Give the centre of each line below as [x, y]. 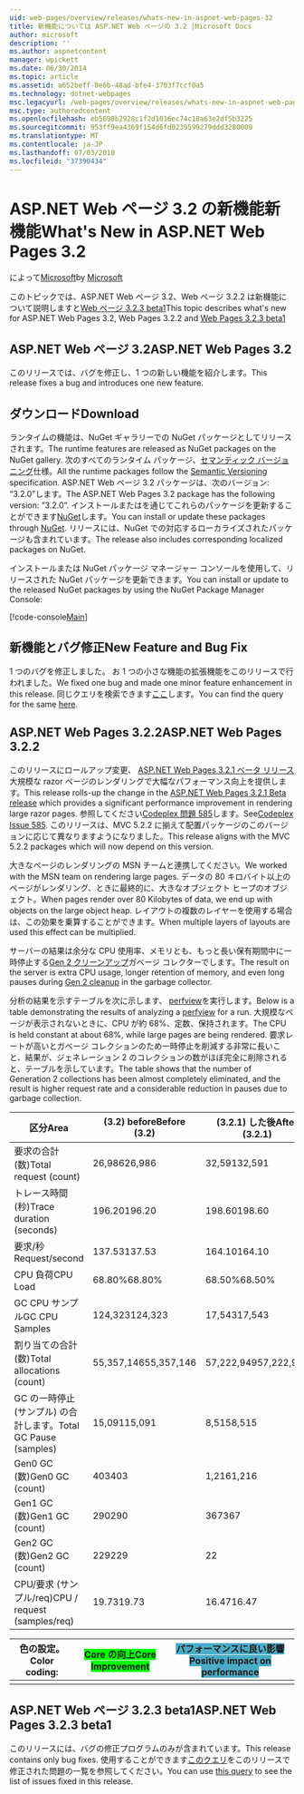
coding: [42, 1672]
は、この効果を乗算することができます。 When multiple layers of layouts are [150, 921]
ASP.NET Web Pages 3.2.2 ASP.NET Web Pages [146, 732]
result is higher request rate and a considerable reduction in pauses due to [148, 1088]
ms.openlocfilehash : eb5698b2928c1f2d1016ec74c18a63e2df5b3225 [131, 119]
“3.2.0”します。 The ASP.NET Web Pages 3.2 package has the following [142, 494]
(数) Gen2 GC [42, 1555]
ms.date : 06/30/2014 [48, 69]
